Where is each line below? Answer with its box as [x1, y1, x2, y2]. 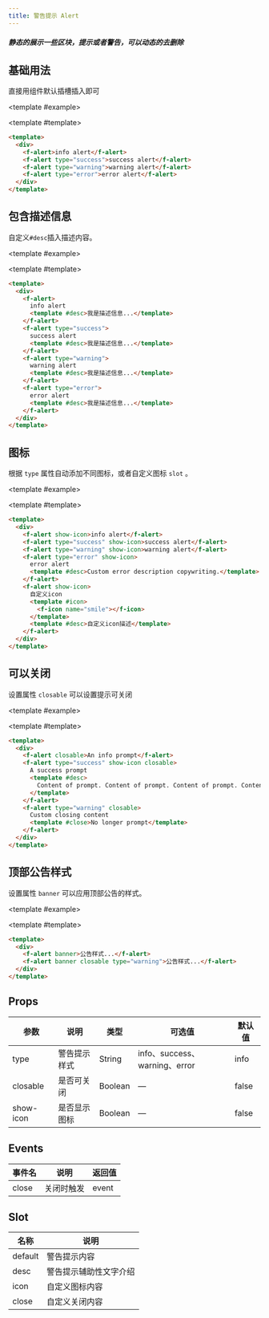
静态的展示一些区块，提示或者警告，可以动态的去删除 [8, 38, 184, 47]
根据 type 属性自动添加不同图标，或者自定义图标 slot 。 [8, 469, 193, 478]
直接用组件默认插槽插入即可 [8, 86, 100, 96]
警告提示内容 [46, 1251, 95, 1263]
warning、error [137, 1060, 195, 1071]
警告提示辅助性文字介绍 [46, 1266, 135, 1277]
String [98, 1053, 122, 1064]
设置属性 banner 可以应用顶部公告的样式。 [8, 888, 147, 897]
